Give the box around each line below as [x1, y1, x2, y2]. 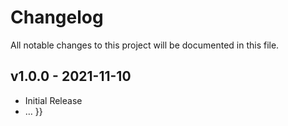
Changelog [10, 6, 104, 29]
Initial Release [24, 94, 83, 106]
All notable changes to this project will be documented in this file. [10, 39, 280, 51]
